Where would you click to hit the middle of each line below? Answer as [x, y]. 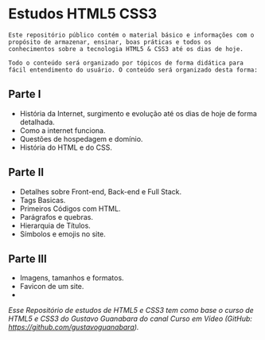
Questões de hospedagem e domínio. [81, 139]
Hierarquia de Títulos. [55, 225]
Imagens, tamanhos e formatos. [72, 278]
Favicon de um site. [52, 287]
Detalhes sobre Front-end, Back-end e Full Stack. [101, 191]
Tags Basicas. [43, 200]
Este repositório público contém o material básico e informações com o [131, 35]
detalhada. [37, 122]
